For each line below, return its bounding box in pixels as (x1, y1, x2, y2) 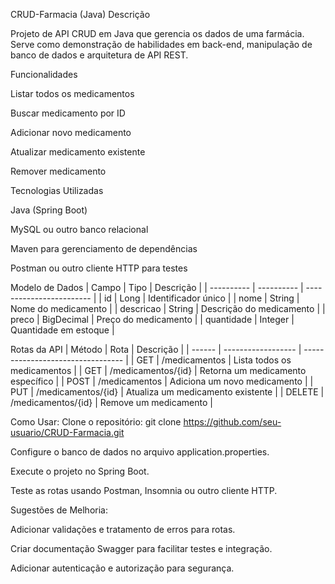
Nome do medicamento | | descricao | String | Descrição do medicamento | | (10, 303, 326, 314)
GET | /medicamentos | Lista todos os (136, 354, 292, 366)
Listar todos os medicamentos (10, 88, 135, 99)
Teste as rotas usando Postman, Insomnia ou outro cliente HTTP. (10, 485, 278, 496)
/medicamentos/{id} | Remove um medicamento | (10, 397, 213, 408)
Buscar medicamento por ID (10, 107, 126, 119)
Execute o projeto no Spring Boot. (10, 465, 150, 477)
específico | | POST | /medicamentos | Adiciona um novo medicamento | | (10, 375, 314, 387)
